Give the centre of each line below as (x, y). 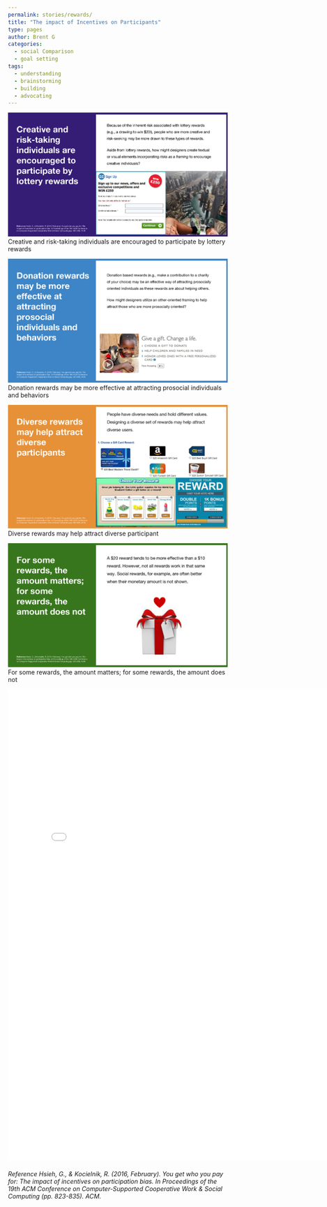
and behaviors (29, 395)
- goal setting (36, 59)
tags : (16, 66)
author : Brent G (31, 37)
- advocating (33, 96)
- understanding (38, 73)
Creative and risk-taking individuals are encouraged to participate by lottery (117, 242)
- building (30, 88)
